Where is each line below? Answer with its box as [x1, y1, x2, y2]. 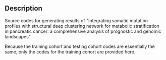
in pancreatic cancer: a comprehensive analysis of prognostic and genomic [5, 28, 161, 34]
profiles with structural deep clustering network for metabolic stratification [5, 23, 159, 29]
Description [5, 4, 42, 13]
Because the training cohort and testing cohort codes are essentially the [5, 43, 155, 49]
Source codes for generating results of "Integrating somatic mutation [5, 17, 148, 24]
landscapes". [5, 33, 32, 39]
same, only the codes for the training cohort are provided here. [5, 48, 136, 54]
